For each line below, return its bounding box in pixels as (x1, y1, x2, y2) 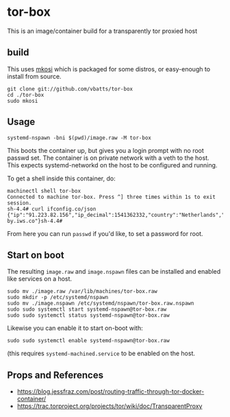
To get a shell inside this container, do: (7, 174, 116, 182)
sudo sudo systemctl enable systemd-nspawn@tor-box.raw (7, 337, 170, 344)
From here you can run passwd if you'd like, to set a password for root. (7, 229, 203, 237)
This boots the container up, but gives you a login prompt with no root (7, 146, 204, 154)
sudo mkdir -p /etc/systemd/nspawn (7, 294, 109, 301)
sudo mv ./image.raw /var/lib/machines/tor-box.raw (7, 288, 157, 295)
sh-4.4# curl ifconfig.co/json (7, 205, 97, 213)
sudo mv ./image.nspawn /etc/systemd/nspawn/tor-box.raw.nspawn (7, 300, 194, 307)
